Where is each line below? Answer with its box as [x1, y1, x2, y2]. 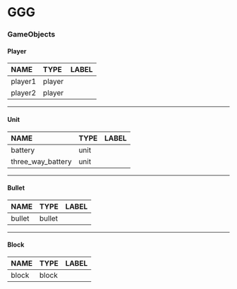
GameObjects [7, 30, 56, 39]
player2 [11, 88, 37, 98]
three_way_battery [11, 156, 72, 166]
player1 [11, 77, 37, 87]
